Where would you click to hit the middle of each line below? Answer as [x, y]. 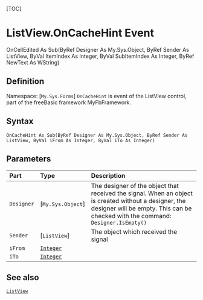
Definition [25, 82]
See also [23, 277]
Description [108, 176]
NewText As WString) [33, 62]
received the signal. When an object [142, 193]
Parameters [29, 159]
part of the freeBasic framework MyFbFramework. [69, 102]
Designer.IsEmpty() [119, 223]
